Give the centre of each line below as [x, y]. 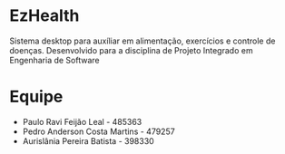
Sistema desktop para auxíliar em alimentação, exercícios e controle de [142, 41]
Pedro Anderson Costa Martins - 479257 [98, 131]
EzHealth [44, 16]
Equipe [36, 97]
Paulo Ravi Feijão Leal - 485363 [82, 121]
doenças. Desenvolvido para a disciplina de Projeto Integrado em [131, 50]
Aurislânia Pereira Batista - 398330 [88, 140]
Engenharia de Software [54, 60]
